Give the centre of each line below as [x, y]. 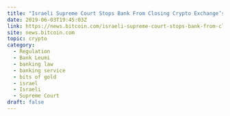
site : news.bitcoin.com [41, 32]
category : [21, 45]
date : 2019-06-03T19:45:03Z [47, 20]
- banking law [33, 64]
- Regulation [32, 52]
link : [15, 26]
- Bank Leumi [32, 58]
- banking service [40, 70]
